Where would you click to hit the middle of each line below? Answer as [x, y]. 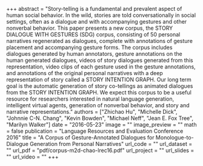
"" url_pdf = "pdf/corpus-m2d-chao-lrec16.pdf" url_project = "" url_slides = [100, 150]
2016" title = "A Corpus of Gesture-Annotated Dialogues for [80, 138]
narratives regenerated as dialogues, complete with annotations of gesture [99, 41]
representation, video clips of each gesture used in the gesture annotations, [101, 67]
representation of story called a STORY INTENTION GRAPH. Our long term [99, 79]
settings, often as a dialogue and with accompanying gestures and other [97, 22]
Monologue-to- [175, 138]
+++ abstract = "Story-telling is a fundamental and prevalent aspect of [94, 9]
